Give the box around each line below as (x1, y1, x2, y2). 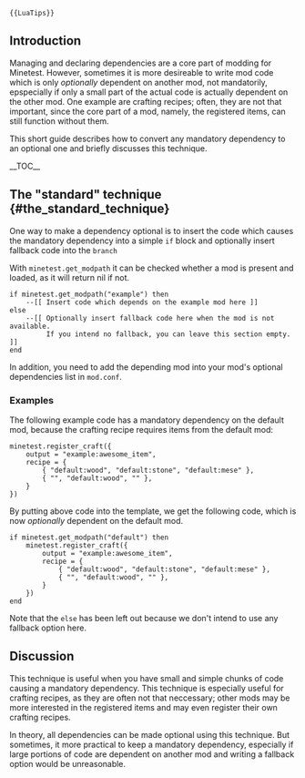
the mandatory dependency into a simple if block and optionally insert (9, 235, 275, 246)
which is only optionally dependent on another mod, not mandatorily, (9, 77, 269, 87)
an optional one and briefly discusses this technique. (9, 142, 208, 154)
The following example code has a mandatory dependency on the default (9, 415, 284, 425)
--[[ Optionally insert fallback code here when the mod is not (25, 313, 275, 322)
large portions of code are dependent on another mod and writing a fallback (9, 748, 295, 760)
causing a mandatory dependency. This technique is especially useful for (9, 682, 284, 693)
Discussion (9, 649, 75, 664)
